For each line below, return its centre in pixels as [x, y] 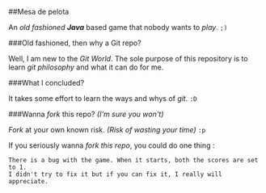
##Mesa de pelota [39, 12]
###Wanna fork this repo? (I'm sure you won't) [86, 114]
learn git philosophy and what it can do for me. [86, 67]
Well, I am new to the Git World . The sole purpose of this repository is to [128, 59]
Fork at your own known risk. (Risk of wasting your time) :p [107, 130]
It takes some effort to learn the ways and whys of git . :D [103, 99]
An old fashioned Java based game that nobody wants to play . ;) [118, 27]
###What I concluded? [46, 83]
